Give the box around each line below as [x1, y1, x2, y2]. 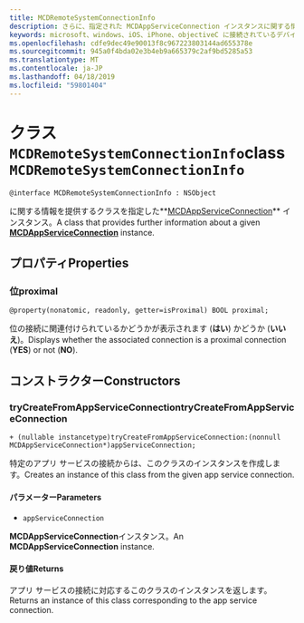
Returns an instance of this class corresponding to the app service [9, 595, 258, 606]
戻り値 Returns [9, 563, 64, 574]
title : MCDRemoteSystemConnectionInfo [9, 13, 156, 23]
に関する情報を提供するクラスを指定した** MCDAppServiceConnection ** [9, 205, 281, 216]
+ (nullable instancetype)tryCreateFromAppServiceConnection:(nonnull [9, 433, 281, 442]
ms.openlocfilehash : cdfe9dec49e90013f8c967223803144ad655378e [9, 38, 253, 48]
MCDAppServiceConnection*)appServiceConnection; [9, 441, 196, 450]
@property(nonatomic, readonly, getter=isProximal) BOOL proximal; [9, 306, 270, 316]
